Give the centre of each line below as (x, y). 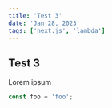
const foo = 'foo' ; (41, 97)
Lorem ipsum (30, 82)
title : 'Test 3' (35, 16)
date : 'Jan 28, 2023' (44, 23)
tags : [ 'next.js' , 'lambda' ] (57, 30)
